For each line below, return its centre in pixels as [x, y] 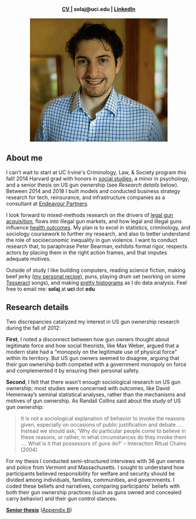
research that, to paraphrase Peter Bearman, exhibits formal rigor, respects [97, 246]
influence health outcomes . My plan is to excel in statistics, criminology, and [98, 227]
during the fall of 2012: [33, 328]
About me [24, 158]
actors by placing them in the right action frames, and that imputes [87, 252]
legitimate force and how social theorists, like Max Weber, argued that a [92, 345]
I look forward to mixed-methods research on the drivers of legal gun [89, 215]
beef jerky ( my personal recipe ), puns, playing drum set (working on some [96, 276]
